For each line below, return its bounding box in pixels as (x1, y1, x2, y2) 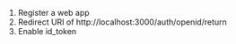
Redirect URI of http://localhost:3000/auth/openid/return (17, 17, 227, 27)
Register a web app (17, 8, 90, 18)
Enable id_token (17, 26, 77, 36)
